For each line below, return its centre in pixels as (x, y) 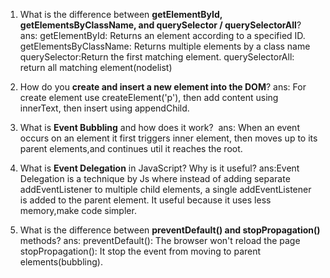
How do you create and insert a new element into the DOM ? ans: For (163, 87)
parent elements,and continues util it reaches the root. (131, 148)
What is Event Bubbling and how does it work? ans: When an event (159, 127)
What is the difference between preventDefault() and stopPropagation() (170, 230)
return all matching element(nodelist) (96, 67)
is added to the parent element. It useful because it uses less (145, 200)
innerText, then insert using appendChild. (104, 108)
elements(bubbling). (61, 262)
